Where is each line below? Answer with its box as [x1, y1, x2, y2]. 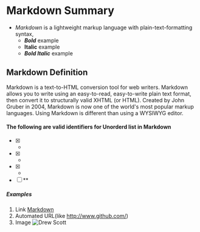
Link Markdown [15, 205, 54, 213]
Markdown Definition [6, 68, 88, 78]
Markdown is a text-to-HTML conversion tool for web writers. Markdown [6, 83, 188, 91]
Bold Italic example [24, 49, 73, 57]
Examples [6, 190, 32, 198]
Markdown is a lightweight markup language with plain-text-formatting [15, 24, 193, 31]
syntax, [15, 30, 34, 37]
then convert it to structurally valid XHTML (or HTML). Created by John [6, 96, 184, 104]
